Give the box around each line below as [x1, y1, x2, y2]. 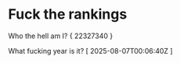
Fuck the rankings [8, 5, 128, 23]
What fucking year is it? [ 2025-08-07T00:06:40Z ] [8, 46, 174, 55]
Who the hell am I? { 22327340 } [8, 31, 113, 40]
